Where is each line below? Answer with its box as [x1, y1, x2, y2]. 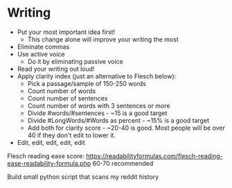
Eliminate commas [17, 42, 70, 51]
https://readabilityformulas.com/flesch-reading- [85, 151, 223, 160]
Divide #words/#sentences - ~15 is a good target [27, 109, 168, 117]
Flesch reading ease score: [7, 151, 85, 160]
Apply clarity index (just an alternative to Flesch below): [17, 71, 177, 80]
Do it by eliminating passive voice [27, 57, 123, 65]
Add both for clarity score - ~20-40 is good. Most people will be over [27, 123, 226, 132]
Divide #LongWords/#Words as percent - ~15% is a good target [27, 116, 210, 124]
